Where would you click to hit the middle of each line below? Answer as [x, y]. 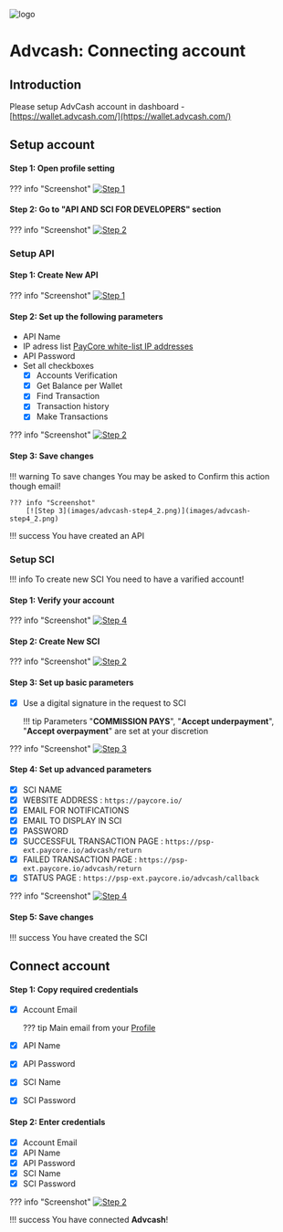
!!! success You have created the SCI [79, 937]
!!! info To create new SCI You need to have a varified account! [127, 579]
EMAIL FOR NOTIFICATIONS [76, 810]
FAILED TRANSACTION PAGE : [80, 859]
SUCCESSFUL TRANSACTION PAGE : [93, 841]
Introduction [46, 84]
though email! [35, 486]
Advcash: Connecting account [128, 51]
